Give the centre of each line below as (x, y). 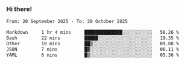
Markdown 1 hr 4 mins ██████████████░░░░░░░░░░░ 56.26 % (93, 33)
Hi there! (19, 9)
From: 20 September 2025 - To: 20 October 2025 (67, 22)
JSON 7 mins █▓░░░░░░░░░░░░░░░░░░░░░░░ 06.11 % (93, 49)
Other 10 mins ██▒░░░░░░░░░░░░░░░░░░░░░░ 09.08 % (93, 43)
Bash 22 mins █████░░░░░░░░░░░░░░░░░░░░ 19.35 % (93, 38)
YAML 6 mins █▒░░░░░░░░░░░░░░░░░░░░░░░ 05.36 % (93, 55)
